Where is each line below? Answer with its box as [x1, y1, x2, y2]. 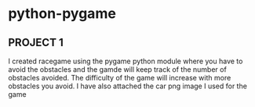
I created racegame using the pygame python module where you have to [8, 56, 243, 66]
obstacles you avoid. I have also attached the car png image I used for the [8, 81, 247, 91]
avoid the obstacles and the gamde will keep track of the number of [8, 65, 228, 74]
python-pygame [8, 5, 116, 23]
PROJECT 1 [8, 36, 64, 49]
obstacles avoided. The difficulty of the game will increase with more [8, 73, 231, 82]
